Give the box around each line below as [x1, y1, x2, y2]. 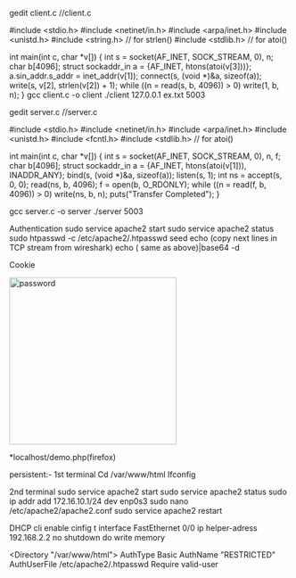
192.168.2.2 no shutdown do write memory [9, 533, 166, 542]
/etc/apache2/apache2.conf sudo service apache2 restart [9, 506, 223, 516]
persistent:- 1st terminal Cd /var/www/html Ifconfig [9, 469, 196, 480]
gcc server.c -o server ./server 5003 [9, 206, 144, 217]
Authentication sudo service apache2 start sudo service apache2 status [9, 223, 275, 234]
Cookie [9, 260, 36, 270]
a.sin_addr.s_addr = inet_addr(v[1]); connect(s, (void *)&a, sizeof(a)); [9, 70, 262, 81]
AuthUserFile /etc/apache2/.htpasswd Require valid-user [9, 559, 218, 569]
